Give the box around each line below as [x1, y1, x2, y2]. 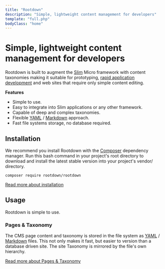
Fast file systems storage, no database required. [12, 120, 112, 126]
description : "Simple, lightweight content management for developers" [5, 12, 157, 17]
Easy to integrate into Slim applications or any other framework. [12, 105, 143, 110]
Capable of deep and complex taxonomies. [12, 109, 101, 115]
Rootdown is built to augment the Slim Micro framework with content [5, 69, 146, 75]
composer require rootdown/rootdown [5, 173, 81, 178]
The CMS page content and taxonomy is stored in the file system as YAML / [5, 233, 160, 239]
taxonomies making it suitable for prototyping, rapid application [5, 75, 135, 81]
